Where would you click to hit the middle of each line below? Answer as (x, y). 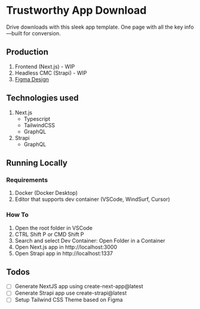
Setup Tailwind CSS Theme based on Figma (69, 300)
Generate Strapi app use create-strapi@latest (71, 293)
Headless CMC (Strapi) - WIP (51, 73)
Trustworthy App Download (76, 10)
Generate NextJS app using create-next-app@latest (79, 286)
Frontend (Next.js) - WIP (45, 66)
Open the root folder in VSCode (53, 228)
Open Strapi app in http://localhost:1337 (64, 253)
